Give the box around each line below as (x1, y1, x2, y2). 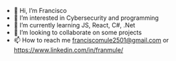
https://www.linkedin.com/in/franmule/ (13, 46, 124, 54)
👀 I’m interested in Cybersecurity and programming (13, 14, 159, 22)
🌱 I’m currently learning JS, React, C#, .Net (13, 21, 135, 29)
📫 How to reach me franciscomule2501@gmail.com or (13, 36, 169, 44)
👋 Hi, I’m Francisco (13, 7, 67, 14)
